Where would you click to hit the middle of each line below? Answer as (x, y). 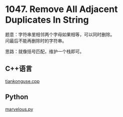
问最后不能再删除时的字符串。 (36, 41)
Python (17, 97)
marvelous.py (19, 109)
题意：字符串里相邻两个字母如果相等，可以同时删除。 (60, 34)
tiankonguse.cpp (22, 81)
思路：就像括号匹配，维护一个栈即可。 (44, 51)
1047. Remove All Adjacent (61, 9)
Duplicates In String (47, 20)
